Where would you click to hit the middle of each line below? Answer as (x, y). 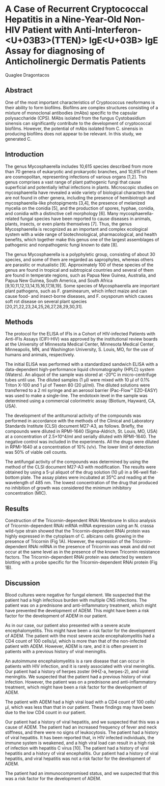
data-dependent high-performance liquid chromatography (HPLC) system (80, 370)
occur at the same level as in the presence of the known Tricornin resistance (82, 552)
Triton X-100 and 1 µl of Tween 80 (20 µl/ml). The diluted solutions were (78, 385)
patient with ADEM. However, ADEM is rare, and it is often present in (74, 646)
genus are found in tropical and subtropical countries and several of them (79, 270)
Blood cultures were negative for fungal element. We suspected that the (78, 595)
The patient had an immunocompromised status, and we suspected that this (82, 773)
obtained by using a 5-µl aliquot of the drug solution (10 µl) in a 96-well (77, 472)
